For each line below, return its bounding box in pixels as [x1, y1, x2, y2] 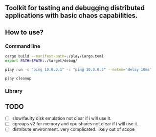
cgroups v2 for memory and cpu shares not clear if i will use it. [12, 121, 138, 127]
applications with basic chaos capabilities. [5, 12, 138, 20]
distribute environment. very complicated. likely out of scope [12, 126, 135, 132]
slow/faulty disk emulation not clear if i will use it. [12, 116, 111, 121]
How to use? [5, 28, 44, 36]
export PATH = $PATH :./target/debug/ [5, 58, 78, 63]
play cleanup [5, 76, 32, 81]
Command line [5, 42, 41, 49]
